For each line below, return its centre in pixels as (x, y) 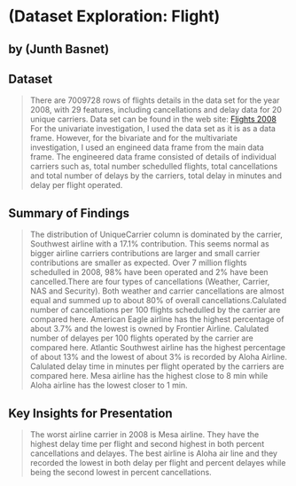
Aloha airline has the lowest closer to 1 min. (109, 385)
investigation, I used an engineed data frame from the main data (147, 147)
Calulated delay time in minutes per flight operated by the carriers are (157, 366)
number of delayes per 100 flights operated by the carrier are (141, 338)
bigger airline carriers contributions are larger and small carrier (145, 254)
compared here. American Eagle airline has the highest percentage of (157, 319)
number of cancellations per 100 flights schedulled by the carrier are (155, 310)
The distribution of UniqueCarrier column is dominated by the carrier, (156, 235)
